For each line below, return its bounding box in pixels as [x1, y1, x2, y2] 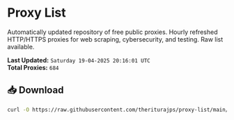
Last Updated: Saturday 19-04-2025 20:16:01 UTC [7, 55, 151, 64]
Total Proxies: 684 [7, 63, 59, 71]
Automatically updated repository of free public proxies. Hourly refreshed [7, 28, 218, 36]
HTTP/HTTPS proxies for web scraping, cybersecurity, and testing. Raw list [7, 35, 224, 43]
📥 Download [7, 85, 64, 96]
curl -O [7, 106, 30, 113]
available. [7, 42, 35, 51]
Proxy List [7, 5, 66, 21]
